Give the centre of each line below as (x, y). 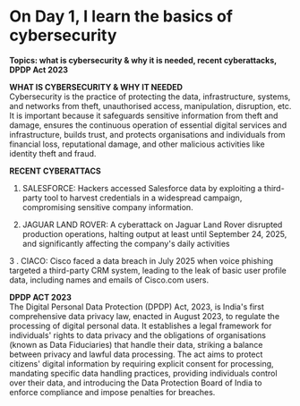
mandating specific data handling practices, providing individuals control (143, 373)
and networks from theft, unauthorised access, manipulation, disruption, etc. (150, 106)
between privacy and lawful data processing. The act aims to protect (136, 354)
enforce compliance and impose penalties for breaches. (112, 392)
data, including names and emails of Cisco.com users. (109, 280)
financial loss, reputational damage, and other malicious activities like (137, 144)
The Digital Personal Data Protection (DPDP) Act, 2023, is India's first (137, 307)
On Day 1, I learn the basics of (121, 17)
